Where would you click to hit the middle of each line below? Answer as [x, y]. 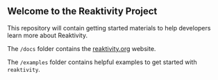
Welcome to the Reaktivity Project [82, 11]
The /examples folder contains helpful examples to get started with [102, 62]
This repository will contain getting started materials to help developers [109, 28]
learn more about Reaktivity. [48, 35]
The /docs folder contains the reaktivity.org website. [82, 48]
